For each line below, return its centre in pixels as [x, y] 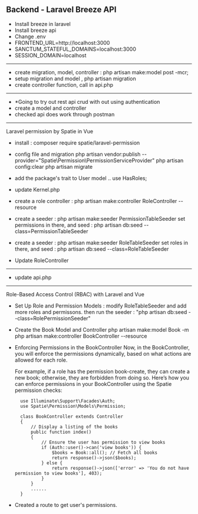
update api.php [33, 277]
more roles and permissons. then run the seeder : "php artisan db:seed [101, 312]
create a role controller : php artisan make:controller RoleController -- [99, 201]
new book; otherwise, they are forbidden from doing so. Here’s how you [102, 378]
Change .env [30, 36]
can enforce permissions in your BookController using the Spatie [93, 384]
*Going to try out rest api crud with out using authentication [87, 102]
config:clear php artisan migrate [54, 166]
